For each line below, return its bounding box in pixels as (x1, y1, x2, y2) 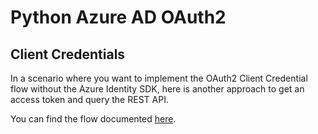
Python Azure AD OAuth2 (10, 6, 227, 29)
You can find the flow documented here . (10, 113, 177, 125)
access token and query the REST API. (10, 94, 169, 105)
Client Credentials (10, 46, 126, 63)
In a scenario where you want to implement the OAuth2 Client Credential (10, 72, 308, 84)
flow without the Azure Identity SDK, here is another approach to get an (10, 83, 305, 95)
